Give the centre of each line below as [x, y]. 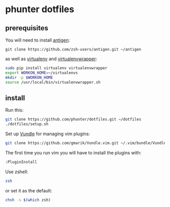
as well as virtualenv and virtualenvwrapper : [51, 59]
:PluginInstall [21, 162]
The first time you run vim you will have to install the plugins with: [73, 152]
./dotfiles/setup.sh [27, 124]
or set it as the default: [29, 190]
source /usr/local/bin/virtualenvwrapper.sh [53, 82]
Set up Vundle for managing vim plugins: [48, 134]
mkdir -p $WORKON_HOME [29, 77]
